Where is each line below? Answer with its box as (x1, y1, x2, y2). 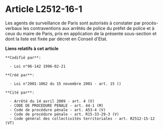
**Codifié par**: (5, 55, 41, 60)
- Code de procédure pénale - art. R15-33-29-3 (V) (9, 112, 120, 117)
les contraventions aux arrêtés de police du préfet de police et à (23, 25, 155, 31)
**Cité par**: (5, 90, 35, 95)
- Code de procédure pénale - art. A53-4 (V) (9, 107, 106, 113)
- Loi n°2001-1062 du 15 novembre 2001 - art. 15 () (9, 81, 122, 86)
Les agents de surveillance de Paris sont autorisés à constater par (5, 20, 141, 26)
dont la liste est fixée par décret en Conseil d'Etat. (5, 36, 108, 42)
